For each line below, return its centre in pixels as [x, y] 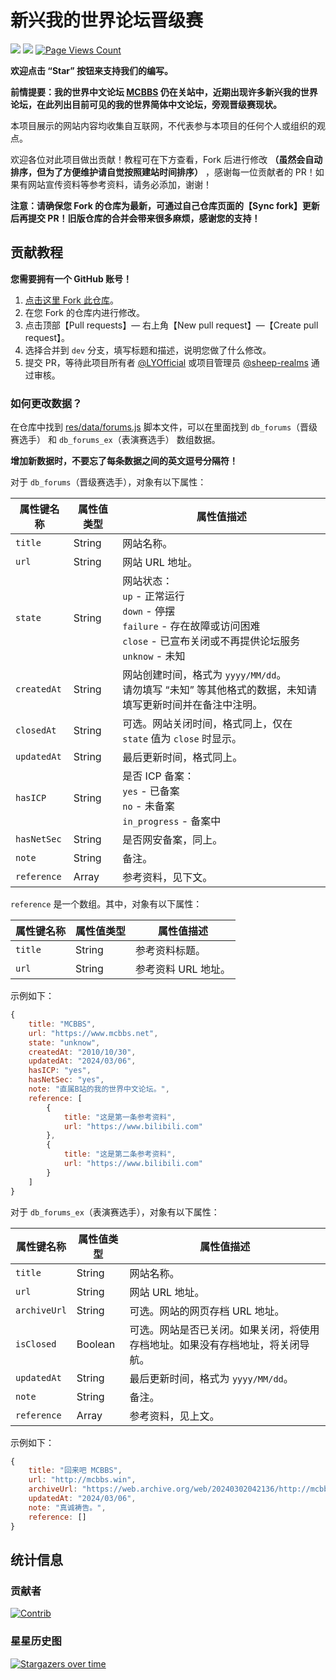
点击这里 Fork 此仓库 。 [71, 300]
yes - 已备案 [151, 791]
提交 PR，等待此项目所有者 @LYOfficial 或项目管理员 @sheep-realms [166, 362]
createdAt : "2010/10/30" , [82, 1052]
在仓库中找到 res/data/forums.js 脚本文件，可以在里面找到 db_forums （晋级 [164, 427]
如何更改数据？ [46, 403]
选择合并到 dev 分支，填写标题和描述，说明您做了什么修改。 [148, 350]
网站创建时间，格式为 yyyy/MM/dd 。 [204, 675]
